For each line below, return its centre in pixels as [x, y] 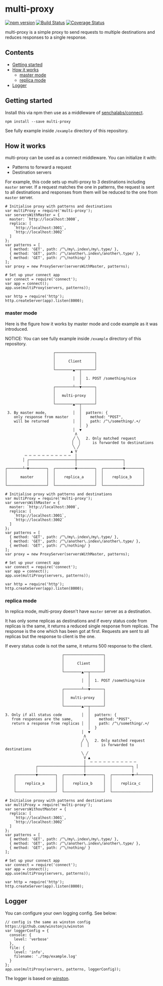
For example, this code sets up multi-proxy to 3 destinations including [75, 182]
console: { [20, 935]
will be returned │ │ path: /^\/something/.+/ [77, 421]
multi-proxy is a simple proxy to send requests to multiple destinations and [80, 32]
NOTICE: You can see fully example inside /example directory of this [73, 338]
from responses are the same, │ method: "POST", [72, 719]
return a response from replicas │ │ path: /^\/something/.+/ [81, 723]
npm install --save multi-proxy [38, 121]
